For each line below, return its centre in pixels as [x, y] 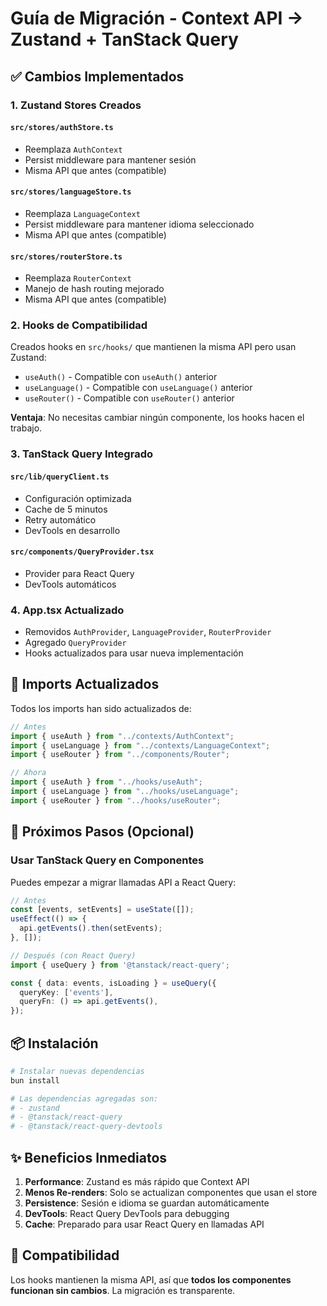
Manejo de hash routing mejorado [94, 289]
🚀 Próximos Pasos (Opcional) [102, 832]
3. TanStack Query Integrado [81, 454]
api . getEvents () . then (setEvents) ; [91, 928]
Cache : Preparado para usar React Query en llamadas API [144, 1224]
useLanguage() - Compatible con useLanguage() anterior [138, 388]
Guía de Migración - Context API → [157, 18]
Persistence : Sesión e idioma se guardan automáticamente [147, 1203]
